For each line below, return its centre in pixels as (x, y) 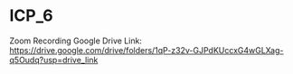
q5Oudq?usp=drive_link (54, 60)
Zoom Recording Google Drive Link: (76, 41)
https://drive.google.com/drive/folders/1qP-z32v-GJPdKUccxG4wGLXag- (146, 50)
